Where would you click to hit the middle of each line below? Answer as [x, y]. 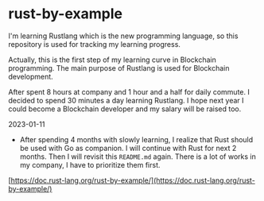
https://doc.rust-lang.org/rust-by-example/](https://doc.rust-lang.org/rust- [133, 180]
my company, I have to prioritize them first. [90, 164]
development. [31, 76]
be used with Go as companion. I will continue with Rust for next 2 [128, 148]
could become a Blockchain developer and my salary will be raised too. [125, 109]
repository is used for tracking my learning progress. [95, 44]
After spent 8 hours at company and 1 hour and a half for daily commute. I [129, 91]
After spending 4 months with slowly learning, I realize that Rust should [136, 139]
